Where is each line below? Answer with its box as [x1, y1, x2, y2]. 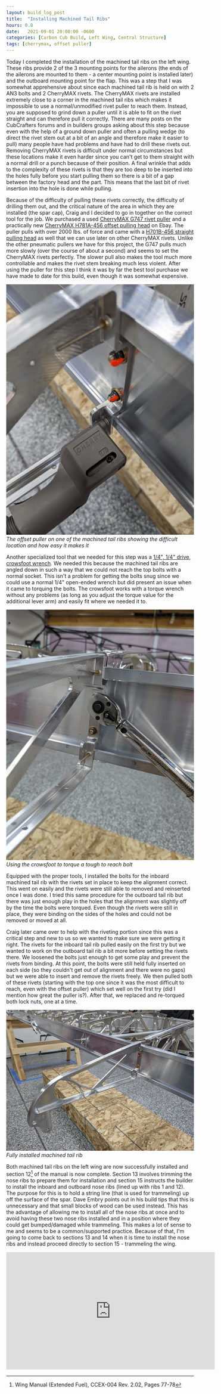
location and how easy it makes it [6, 542, 89, 549]
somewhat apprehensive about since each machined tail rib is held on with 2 [6, 83, 194, 91]
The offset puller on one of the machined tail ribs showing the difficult [6, 535, 178, 543]
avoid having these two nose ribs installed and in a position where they [6, 1215, 180, 1222]
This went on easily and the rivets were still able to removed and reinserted [6, 885, 191, 892]
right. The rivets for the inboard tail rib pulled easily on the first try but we [6, 941, 186, 948]
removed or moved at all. [6, 917, 67, 924]
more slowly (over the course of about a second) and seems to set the [6, 247, 179, 254]
